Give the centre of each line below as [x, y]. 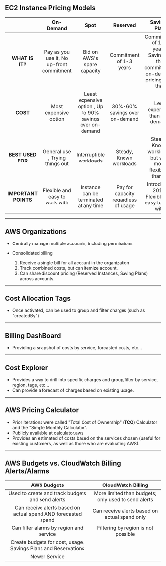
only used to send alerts [125, 499]
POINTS [22, 200]
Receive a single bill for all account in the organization [75, 263]
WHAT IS [22, 58]
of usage [124, 205]
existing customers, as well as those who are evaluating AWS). [76, 443]
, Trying [57, 158]
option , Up [91, 106]
